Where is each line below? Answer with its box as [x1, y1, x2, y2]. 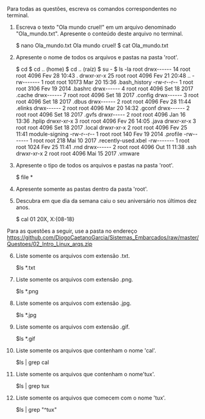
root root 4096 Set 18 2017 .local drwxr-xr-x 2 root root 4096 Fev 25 [15, 124, 188, 131]
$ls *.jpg [15, 312, 37, 318]
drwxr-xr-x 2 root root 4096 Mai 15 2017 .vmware [15, 150, 140, 157]
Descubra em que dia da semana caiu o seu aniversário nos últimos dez [15, 197, 197, 204]
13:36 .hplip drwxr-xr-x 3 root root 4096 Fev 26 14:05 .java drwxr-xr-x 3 [15, 117, 196, 125]
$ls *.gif [15, 335, 35, 342]
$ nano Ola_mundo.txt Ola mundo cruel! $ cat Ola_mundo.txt [15, 42, 168, 49]
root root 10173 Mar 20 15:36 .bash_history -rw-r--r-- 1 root [45, 79, 194, 86]
